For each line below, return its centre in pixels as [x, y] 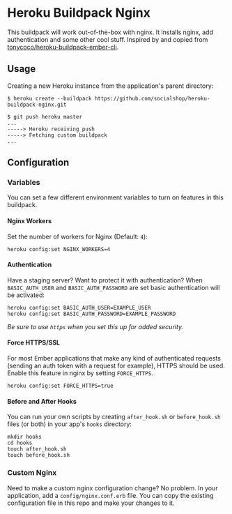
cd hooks [20, 443]
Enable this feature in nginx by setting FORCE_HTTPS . [80, 373]
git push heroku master [48, 116]
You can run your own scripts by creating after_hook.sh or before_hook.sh [114, 417]
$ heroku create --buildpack [49, 98]
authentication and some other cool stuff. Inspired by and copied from [108, 39]
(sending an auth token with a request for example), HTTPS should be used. [116, 366]
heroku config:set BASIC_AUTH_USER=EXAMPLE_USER [79, 308]
